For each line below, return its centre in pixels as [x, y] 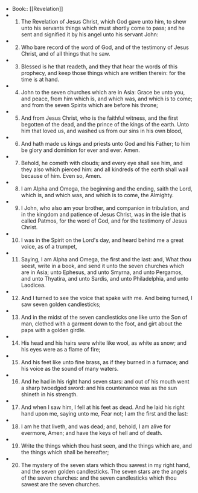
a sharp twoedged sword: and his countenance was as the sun [99, 388]
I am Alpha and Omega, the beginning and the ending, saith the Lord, [107, 189]
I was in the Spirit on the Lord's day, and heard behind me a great [102, 240]
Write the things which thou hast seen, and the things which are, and [106, 446]
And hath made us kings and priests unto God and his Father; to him [106, 144]
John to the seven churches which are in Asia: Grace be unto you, [103, 92]
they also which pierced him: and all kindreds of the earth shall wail [104, 169]
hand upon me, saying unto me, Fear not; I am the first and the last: [104, 413]
